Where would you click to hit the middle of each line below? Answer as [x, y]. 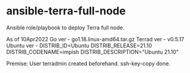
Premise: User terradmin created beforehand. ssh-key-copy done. [88, 63]
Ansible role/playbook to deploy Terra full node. [65, 28]
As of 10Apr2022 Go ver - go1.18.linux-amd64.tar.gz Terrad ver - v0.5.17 [95, 39]
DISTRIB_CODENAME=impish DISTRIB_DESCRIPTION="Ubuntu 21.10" [93, 51]
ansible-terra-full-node [66, 11]
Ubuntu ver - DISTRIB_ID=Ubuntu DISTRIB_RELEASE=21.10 [79, 45]
